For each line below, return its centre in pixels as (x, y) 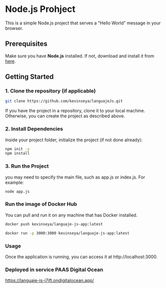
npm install (17, 153)
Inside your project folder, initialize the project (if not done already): (74, 140)
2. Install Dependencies (34, 129)
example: (14, 182)
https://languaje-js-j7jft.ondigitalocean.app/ (50, 281)
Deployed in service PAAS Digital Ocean (54, 270)
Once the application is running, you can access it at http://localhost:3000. (81, 257)
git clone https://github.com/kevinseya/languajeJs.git (64, 101)
